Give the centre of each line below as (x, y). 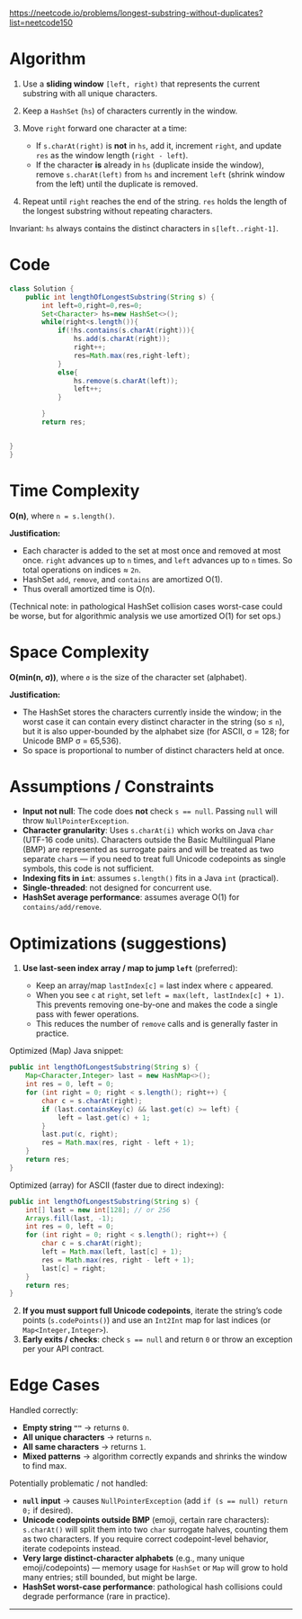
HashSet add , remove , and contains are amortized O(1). (122, 579)
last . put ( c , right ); (80, 1134)
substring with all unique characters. (90, 93)
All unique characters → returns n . (87, 1437)
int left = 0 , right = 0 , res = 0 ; (92, 305)
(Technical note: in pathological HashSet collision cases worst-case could (146, 606)
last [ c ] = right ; (74, 1268)
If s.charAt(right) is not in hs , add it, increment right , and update (159, 145)
